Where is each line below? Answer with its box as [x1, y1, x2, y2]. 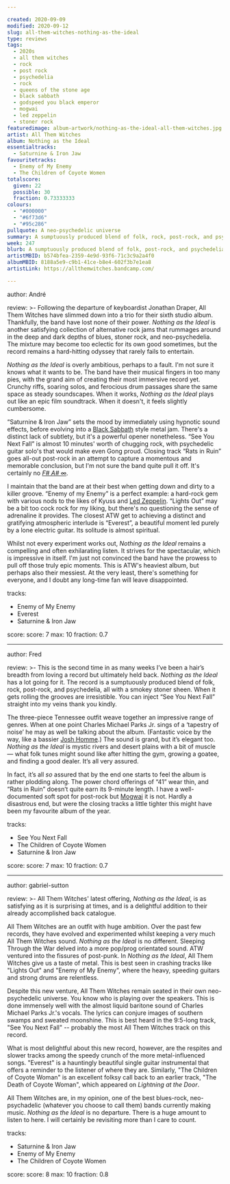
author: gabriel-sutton [7, 881, 69, 889]
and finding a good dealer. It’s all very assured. [7, 757, 139, 765]
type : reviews [7, 35, 48, 42]
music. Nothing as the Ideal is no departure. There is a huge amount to [7, 1108, 207, 1117]
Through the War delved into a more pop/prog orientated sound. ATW [7, 944, 203, 952]
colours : [7, 201, 32, 208]
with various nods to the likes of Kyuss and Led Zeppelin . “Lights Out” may [7, 496, 218, 505]
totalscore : [7, 176, 41, 183]
